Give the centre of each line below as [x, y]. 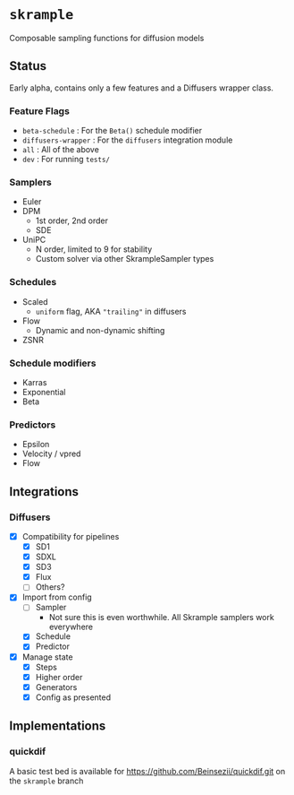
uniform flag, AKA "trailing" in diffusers [111, 311]
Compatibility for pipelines [71, 536]
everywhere [71, 627]
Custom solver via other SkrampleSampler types [125, 259]
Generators [56, 687]
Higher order [59, 677]
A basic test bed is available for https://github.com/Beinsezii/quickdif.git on [147, 771]
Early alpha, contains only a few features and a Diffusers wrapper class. [142, 88]
